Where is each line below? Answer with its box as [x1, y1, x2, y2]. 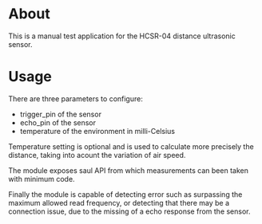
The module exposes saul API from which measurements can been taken [8, 165, 249, 175]
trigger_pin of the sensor [19, 109, 102, 119]
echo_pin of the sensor [19, 117, 97, 128]
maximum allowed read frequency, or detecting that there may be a [8, 198, 230, 207]
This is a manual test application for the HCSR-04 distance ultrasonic [8, 31, 236, 41]
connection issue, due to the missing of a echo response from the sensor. [8, 206, 251, 216]
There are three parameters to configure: [8, 93, 144, 104]
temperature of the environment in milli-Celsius [19, 126, 176, 136]
